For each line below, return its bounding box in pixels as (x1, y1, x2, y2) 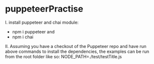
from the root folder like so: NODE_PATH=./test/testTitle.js (5, 53, 122, 59)
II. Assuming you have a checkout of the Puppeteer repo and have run (5, 43, 147, 49)
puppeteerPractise (5, 3, 83, 15)
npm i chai (12, 34, 33, 40)
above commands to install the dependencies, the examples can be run (5, 48, 150, 54)
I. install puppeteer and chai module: (5, 19, 79, 25)
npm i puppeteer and (12, 29, 55, 34)
